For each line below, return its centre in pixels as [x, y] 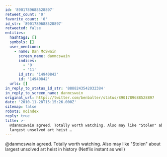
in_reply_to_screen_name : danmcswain [44, 93]
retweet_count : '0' [25, 14]
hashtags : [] [23, 38]
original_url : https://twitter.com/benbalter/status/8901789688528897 [80, 97]
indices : [27, 61]
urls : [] [19, 83]
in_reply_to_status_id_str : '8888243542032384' [55, 88]
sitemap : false [21, 107]
